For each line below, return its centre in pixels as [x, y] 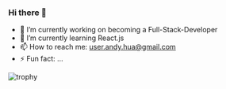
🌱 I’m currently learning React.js [72, 38]
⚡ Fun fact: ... [41, 59]
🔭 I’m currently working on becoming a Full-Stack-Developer [119, 30]
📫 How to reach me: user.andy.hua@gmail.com [98, 47]
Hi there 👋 [28, 13]
